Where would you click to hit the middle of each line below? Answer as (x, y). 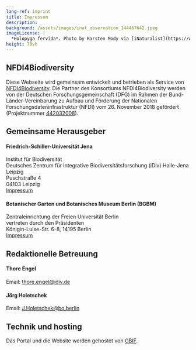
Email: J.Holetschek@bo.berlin (43, 308)
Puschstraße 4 (24, 178)
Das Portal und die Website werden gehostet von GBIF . (72, 341)
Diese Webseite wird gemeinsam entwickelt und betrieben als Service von (95, 82)
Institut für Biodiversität (34, 159)
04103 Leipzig (23, 184)
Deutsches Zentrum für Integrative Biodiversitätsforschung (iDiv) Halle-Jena (97, 166)
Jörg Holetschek (27, 295)
